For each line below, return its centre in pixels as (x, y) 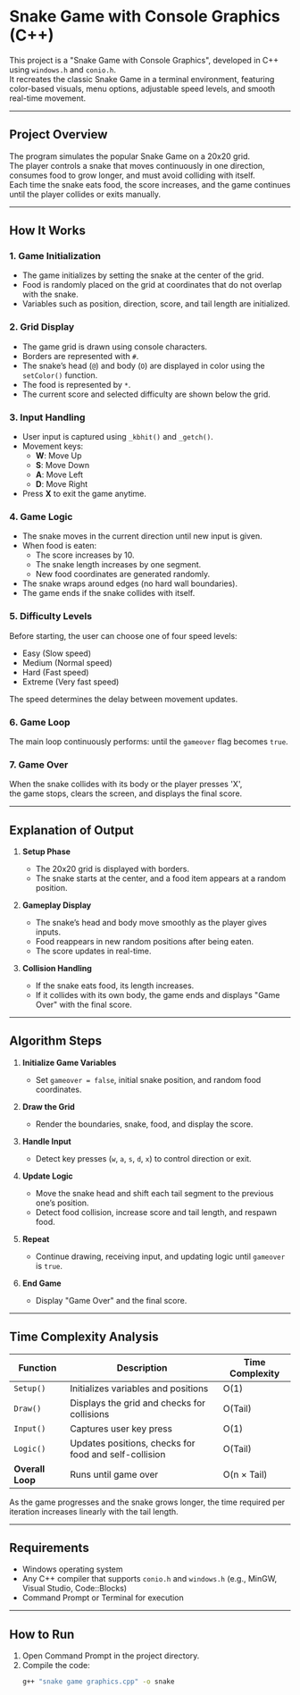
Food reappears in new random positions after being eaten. (145, 942)
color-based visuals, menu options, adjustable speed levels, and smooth (142, 88)
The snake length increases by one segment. (118, 565)
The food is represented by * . (76, 384)
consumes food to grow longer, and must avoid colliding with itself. (133, 175)
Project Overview (58, 134)
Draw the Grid (49, 1106)
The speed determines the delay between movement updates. (124, 699)
